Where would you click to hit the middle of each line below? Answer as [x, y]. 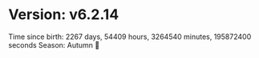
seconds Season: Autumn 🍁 [54, 44]
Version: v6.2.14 [64, 15]
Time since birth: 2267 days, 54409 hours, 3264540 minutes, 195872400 [130, 37]
